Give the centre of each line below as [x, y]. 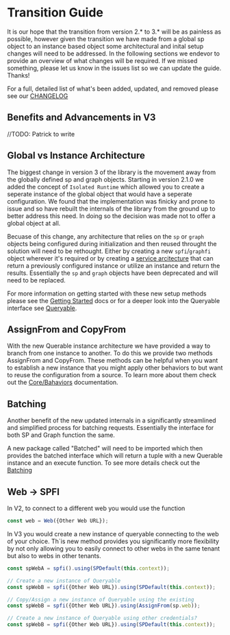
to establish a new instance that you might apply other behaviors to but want [115, 368]
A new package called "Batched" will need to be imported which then [105, 448]
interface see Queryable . [42, 308]
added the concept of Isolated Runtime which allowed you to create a [106, 187]
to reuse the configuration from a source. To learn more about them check [112, 375]
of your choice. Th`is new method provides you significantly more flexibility [113, 541]
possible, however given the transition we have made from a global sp [106, 38]
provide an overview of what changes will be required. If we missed [102, 60]
